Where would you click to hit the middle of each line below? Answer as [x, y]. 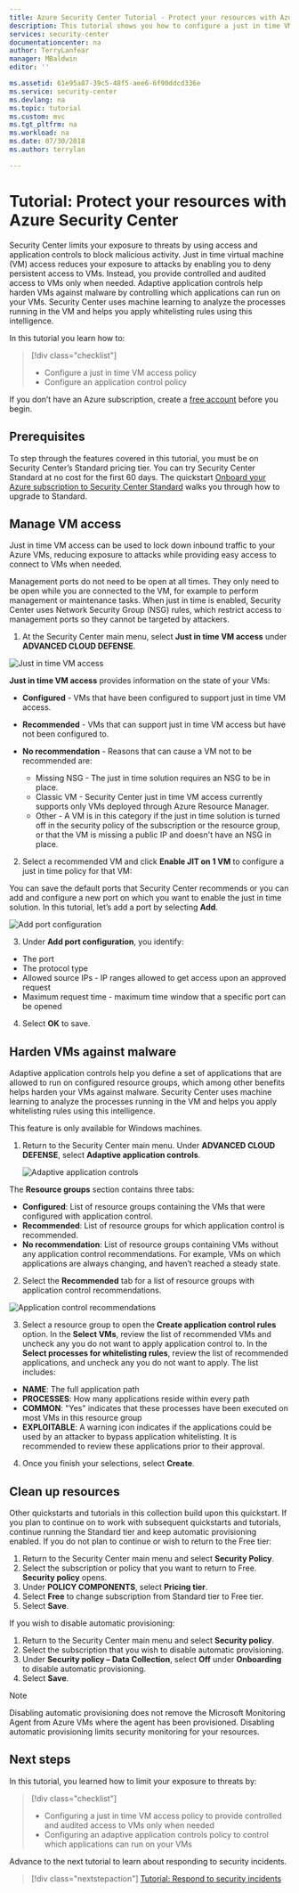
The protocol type [55, 968]
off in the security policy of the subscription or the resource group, [158, 826]
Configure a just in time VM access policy [121, 372]
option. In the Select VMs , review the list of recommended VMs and [146, 1334]
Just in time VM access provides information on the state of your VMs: [140, 681]
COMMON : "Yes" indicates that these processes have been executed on [155, 1408]
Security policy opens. [65, 1577]
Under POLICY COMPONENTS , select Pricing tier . [115, 1587]
